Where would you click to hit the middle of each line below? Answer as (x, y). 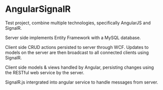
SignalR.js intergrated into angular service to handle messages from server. (82, 82)
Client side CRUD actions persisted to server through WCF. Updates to (77, 47)
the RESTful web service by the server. (45, 72)
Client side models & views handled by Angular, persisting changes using (80, 67)
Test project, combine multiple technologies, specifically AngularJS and (78, 23)
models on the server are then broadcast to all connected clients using (77, 52)
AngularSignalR (38, 9)
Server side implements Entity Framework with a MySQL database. (73, 38)
